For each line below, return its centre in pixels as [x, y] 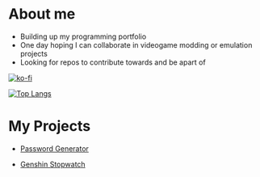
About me [42, 14]
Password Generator [54, 148]
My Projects [50, 126]
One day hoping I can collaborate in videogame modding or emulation [136, 44]
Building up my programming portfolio [83, 36]
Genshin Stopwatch [53, 164]
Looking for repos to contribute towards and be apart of [113, 62]
